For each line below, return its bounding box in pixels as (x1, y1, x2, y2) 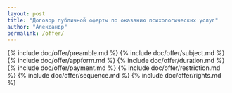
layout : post (7, 10, 46, 17)
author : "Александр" (7, 23, 68, 30)
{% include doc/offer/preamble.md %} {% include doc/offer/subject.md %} (7, 49, 225, 57)
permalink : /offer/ (7, 29, 65, 37)
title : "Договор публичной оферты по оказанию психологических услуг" (7, 17, 219, 24)
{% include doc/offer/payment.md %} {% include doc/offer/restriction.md (7, 64, 221, 72)
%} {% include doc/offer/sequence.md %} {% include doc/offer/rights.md (7, 71, 221, 80)
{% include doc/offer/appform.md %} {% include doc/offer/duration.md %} (7, 57, 225, 65)
